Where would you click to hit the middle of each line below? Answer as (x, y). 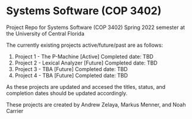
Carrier (15, 111)
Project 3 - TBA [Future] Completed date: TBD (71, 69)
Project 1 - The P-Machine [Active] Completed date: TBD (84, 56)
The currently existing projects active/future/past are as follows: (85, 45)
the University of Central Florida (45, 33)
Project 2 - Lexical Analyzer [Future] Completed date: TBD (86, 63)
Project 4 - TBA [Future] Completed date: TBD (71, 75)
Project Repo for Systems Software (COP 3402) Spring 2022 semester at (96, 27)
